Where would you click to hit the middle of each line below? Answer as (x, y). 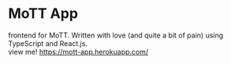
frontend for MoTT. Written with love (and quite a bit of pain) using (116, 35)
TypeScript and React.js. (48, 43)
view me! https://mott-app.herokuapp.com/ (78, 52)
